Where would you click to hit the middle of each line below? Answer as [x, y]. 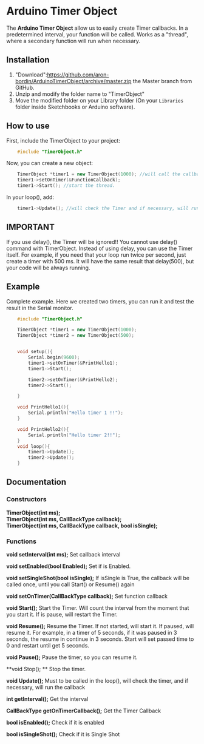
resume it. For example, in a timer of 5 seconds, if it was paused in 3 [92, 633]
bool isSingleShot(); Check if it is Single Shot [63, 734]
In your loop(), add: [30, 197]
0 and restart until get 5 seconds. [48, 646]
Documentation [36, 482]
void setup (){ [35, 352]
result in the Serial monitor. [40, 308]
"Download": [31, 75]
